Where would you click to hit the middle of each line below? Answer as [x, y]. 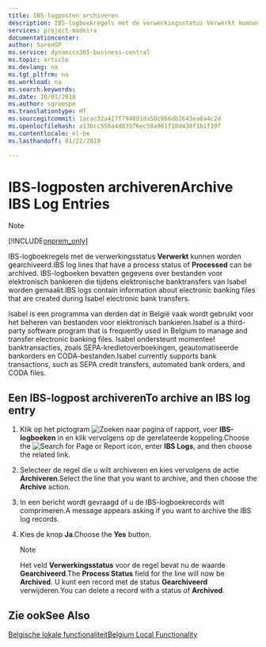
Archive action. [45, 487]
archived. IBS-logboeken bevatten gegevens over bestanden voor [116, 274]
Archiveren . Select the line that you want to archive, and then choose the [138, 479]
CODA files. [27, 373]
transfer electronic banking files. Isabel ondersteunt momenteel [112, 339]
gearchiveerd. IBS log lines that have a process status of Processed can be [130, 265]
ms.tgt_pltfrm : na [38, 75]
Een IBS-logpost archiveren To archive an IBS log [129, 398]
